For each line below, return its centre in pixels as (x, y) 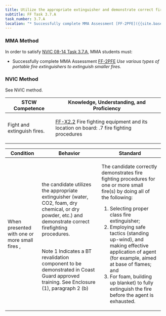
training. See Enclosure (68, 282)
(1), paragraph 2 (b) (65, 288)
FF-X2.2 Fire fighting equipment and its (101, 122)
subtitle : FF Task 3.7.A (31, 14)
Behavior (69, 153)
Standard (130, 153)
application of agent (133, 252)
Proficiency (107, 108)
